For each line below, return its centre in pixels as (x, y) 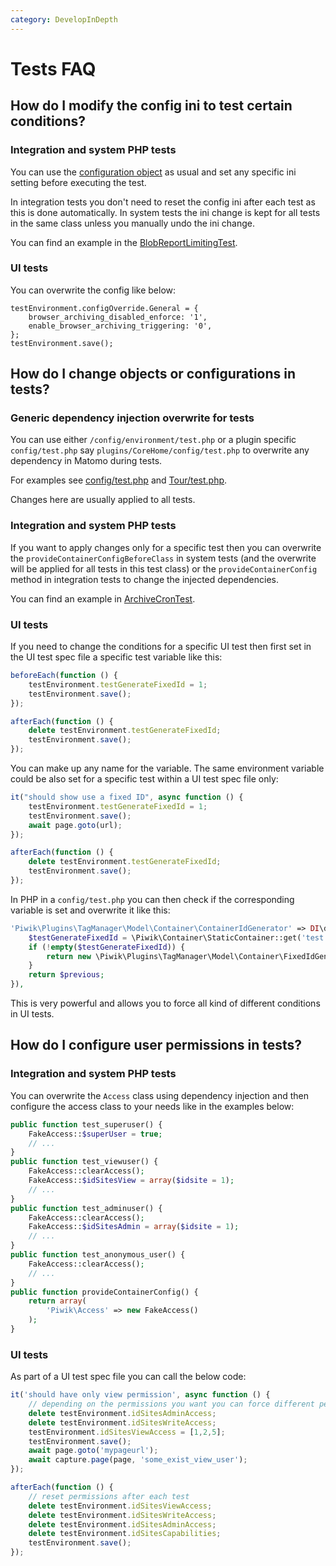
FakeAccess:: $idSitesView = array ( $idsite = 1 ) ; (131, 1181)
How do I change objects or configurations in (153, 374)
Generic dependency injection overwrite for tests (132, 418)
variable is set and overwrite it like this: (90, 910)
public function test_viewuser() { (84, 1162)
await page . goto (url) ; (75, 825)
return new (69, 956)
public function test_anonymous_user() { (98, 1255)
